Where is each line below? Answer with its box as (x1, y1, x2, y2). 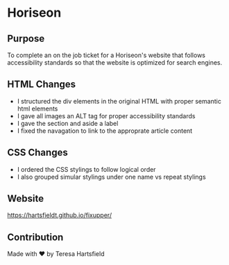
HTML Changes (7, 79, 76, 90)
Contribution (7, 231, 64, 243)
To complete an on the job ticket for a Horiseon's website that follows (7, 51, 206, 59)
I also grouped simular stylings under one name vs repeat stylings (17, 172, 206, 181)
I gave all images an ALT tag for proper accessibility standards (17, 111, 196, 120)
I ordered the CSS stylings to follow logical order (17, 165, 156, 173)
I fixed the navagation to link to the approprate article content (17, 127, 193, 135)
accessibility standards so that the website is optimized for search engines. (7, 58, 223, 67)
